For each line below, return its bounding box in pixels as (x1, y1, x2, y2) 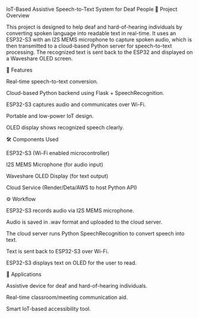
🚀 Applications (6, 271, 42, 278)
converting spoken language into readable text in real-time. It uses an (6, 30, 176, 37)
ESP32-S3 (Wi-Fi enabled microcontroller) (6, 150, 110, 157)
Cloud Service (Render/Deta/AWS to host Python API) (6, 184, 138, 191)
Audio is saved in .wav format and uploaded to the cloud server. (6, 218, 163, 225)
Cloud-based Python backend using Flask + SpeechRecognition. (6, 90, 165, 96)
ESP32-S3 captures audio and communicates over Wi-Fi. (6, 101, 146, 108)
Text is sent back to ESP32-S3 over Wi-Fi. (6, 248, 109, 255)
